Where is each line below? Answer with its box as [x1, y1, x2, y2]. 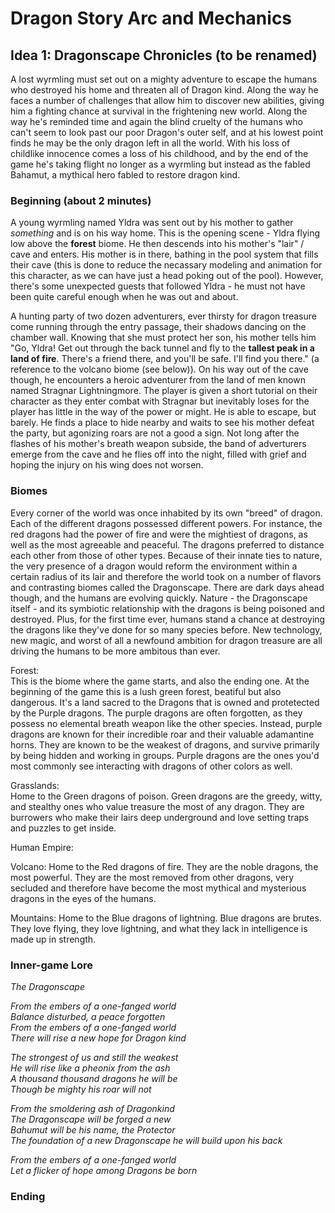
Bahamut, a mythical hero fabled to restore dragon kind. [10, 169, 241, 181]
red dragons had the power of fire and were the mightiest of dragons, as [10, 528, 308, 540]
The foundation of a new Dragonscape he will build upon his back [10, 1134, 283, 1146]
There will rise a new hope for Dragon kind [10, 1032, 187, 1044]
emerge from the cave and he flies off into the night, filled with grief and [10, 448, 307, 461]
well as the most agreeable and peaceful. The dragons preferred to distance [10, 538, 325, 551]
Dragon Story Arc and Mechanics [10, 7, 293, 30]
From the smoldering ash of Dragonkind [10, 1102, 175, 1114]
